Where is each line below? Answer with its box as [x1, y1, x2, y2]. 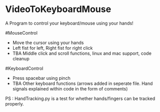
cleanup [12, 55, 30, 61]
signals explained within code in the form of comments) [12, 85, 128, 91]
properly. [5, 100, 24, 106]
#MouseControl [5, 30, 38, 36]
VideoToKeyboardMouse [5, 4, 112, 15]
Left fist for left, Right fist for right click [12, 45, 93, 51]
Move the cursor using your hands [12, 39, 84, 46]
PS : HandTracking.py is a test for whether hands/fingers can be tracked [5, 95, 155, 101]
